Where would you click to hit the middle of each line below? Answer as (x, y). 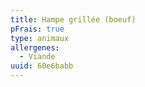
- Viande (37, 57)
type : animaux (40, 38)
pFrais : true (37, 29)
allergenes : (35, 47)
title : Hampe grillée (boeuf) (73, 19)
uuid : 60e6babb (42, 66)
